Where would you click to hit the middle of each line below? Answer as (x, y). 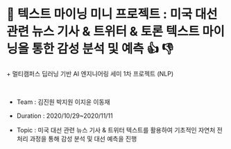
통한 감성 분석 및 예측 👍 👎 (103, 49)
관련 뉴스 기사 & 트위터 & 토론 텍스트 (103, 32)
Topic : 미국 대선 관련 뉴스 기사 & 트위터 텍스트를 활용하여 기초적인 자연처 (116, 130)
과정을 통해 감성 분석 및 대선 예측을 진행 (83, 139)
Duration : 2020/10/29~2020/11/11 (65, 116)
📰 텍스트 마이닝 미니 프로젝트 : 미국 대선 (112, 14)
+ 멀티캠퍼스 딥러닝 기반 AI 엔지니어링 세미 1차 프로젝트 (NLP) (90, 73)
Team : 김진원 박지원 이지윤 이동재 (63, 102)
